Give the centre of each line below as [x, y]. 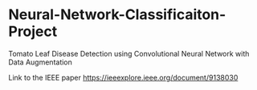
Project [33, 31]
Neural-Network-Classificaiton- [117, 15]
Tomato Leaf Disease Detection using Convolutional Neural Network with [129, 53]
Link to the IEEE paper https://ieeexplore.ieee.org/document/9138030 [123, 77]
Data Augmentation [40, 62]
